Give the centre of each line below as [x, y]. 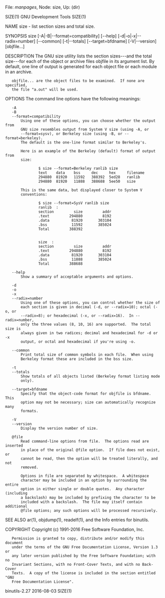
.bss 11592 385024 [75, 225]
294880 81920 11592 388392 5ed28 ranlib [89, 177]
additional [16, 506]
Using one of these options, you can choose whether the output [88, 121]
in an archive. [19, 72]
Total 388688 [61, 264]
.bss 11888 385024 [75, 259]
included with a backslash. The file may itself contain [81, 502]
